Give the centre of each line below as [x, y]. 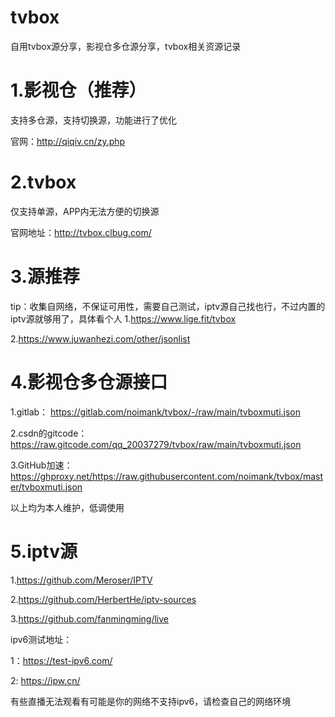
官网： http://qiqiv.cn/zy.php [68, 141]
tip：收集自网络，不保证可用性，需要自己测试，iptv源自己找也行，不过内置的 [168, 306]
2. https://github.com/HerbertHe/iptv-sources [103, 599]
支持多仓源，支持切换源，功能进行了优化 [93, 120]
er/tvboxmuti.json [46, 487]
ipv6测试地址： [41, 639]
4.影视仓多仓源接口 [89, 382]
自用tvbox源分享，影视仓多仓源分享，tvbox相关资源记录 [126, 46]
